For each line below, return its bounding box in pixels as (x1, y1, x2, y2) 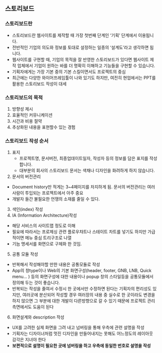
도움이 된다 (33, 304, 54, 310)
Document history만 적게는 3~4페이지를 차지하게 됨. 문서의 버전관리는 (12, 184, 147, 190)
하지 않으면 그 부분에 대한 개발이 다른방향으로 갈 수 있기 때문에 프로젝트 (12, 298, 147, 304)
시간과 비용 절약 (12, 118, 42, 124)
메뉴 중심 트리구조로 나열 (25, 235, 72, 241)
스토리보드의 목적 (5, 94, 43, 101)
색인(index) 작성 (12, 207, 44, 212)
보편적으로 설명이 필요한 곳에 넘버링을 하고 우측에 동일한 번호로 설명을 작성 (12, 343, 151, 349)
